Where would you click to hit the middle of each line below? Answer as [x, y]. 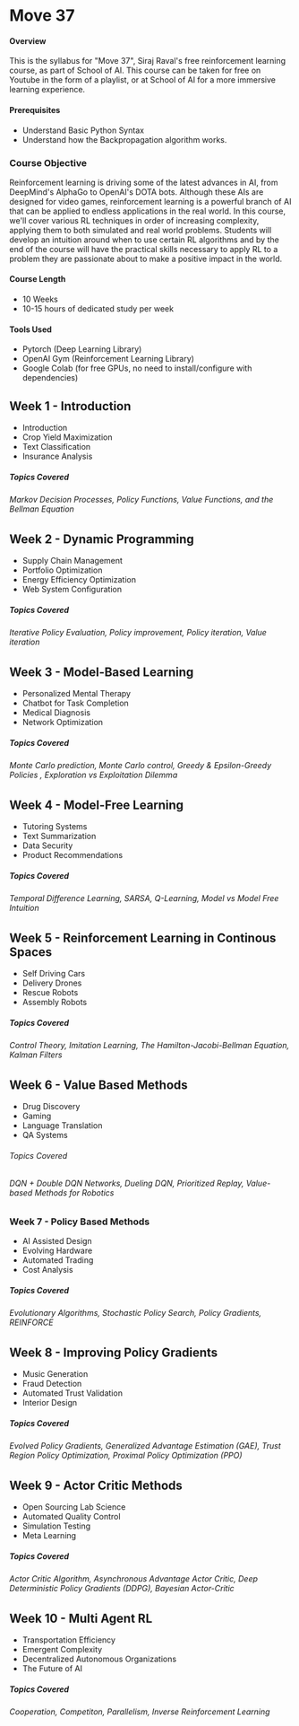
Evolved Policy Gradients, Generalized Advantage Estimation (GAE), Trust [145, 1446]
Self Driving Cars [54, 974]
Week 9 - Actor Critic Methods [96, 1485]
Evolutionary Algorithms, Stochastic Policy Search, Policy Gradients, [136, 1313]
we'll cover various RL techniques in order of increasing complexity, [134, 220]
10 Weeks [40, 299]
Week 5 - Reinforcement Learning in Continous [143, 937]
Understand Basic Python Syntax [83, 130]
